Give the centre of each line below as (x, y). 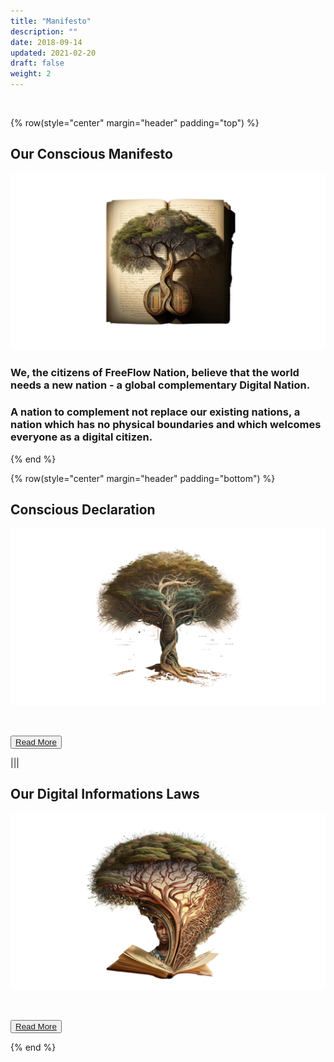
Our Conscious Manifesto (91, 154)
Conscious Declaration (83, 509)
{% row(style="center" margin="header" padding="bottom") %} (143, 478)
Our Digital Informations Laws (105, 794)
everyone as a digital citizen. (81, 437)
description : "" (44, 31)
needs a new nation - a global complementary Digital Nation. (160, 385)
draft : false (37, 63)
